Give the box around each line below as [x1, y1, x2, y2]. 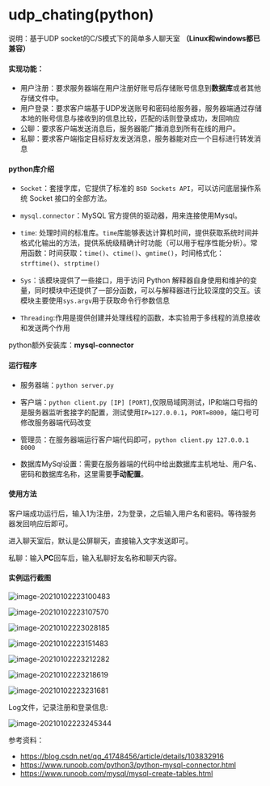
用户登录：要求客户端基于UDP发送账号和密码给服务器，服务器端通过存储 [19, 104, 263, 113]
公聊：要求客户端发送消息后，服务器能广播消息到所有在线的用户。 [19, 124, 240, 134]
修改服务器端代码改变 [19, 417, 91, 427]
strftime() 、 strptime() [19, 258, 100, 268]
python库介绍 [8, 164, 55, 173]
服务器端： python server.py [19, 380, 115, 389]
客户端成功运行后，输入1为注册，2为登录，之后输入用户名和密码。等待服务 [8, 508, 257, 518]
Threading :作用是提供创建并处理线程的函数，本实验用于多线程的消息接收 [19, 313, 261, 323]
